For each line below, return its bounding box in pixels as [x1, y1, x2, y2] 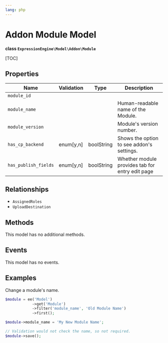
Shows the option [117, 135, 159, 142]
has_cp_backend [7, 142, 44, 148]
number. [117, 127, 137, 134]
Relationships [5, 185, 49, 193]
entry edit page [117, 168, 153, 175]
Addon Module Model [5, 29, 96, 40]
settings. [117, 147, 138, 154]
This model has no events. [5, 259, 59, 265]
